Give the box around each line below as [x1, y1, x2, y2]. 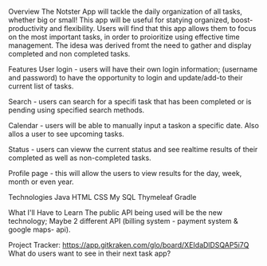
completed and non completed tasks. [8, 49, 131, 58]
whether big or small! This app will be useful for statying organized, [8, 15, 230, 25]
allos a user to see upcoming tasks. [8, 129, 125, 139]
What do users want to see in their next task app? [8, 248, 171, 258]
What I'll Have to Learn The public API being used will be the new [8, 208, 223, 217]
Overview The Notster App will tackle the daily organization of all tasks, [8, 7, 243, 16]
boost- [230, 15, 253, 25]
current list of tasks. [8, 81, 74, 91]
